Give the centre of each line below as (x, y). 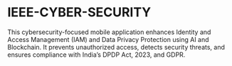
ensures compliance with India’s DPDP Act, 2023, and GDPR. (96, 55)
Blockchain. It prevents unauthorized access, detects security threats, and (116, 47)
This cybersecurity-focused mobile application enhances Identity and (109, 32)
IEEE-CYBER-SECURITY (79, 12)
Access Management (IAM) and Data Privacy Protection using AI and (108, 39)
